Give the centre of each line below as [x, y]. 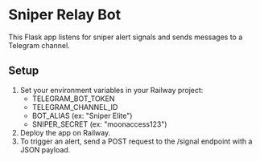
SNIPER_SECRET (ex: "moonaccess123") [99, 124]
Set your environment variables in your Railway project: [111, 90]
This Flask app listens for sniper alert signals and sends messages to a [126, 37]
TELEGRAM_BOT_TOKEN [73, 99]
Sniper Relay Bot [65, 15]
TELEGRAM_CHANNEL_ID [75, 107]
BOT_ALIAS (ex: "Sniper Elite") [82, 115]
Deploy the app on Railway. [65, 132]
